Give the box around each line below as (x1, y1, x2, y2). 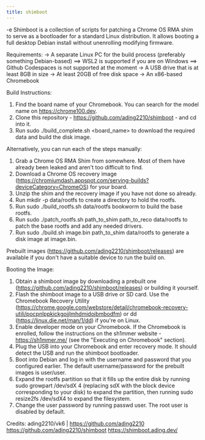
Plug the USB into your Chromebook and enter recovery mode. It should (15, 342, 197, 350)
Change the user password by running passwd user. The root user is (15, 401, 188, 409)
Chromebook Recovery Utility (15, 297, 90, 304)
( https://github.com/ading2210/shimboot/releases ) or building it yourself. (15, 284, 199, 291)
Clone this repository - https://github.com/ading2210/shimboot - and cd (15, 114, 197, 121)
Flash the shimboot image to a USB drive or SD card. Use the (15, 290, 170, 298)
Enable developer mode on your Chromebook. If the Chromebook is (15, 323, 187, 330)
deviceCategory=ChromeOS (15, 183, 87, 190)
